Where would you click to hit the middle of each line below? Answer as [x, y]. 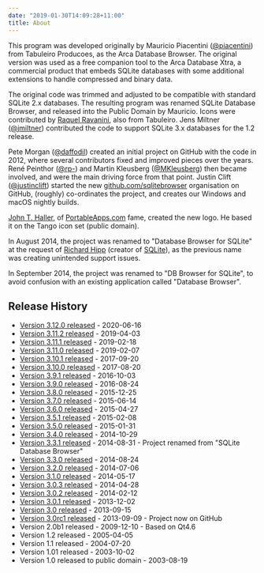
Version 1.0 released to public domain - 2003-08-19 [104, 560]
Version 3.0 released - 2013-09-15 [75, 510]
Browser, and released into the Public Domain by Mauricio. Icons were [122, 111]
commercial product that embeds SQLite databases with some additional [126, 70]
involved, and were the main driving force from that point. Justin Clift [120, 177]
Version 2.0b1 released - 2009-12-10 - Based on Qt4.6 [108, 527]
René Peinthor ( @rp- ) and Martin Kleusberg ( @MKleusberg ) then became [128, 168]
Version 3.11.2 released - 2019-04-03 [80, 334]
